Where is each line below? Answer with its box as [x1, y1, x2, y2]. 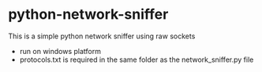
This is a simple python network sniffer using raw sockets [8, 31, 196, 41]
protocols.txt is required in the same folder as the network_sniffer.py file [19, 55, 254, 64]
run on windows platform [19, 46, 101, 56]
